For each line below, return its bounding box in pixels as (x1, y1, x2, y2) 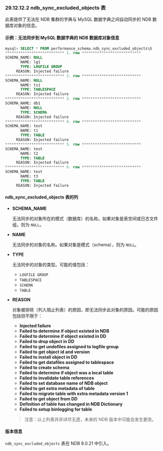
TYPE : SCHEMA (20, 110, 47, 115)
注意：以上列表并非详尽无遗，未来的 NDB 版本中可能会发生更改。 (24, 416, 157, 422)
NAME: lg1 (20, 60, 41, 65)
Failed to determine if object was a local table (19, 369, 114, 375)
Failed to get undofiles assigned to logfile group (19, 343, 119, 349)
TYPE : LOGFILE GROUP (20, 64, 63, 69)
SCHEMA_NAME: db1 (5, 101, 41, 106)
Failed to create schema (19, 365, 70, 370)
